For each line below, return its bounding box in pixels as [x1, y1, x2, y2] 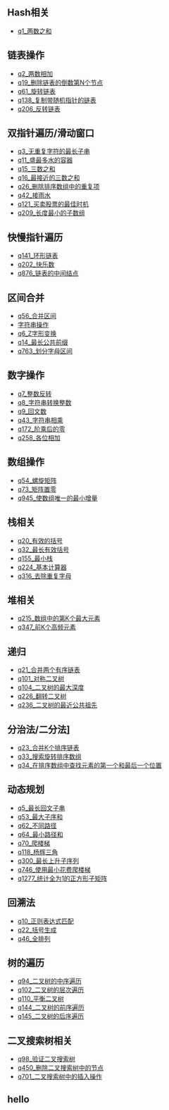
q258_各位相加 [17, 433, 61, 442]
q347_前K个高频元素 [17, 623, 76, 632]
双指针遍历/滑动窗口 [7, 127, 95, 139]
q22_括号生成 [17, 925, 57, 934]
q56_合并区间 [17, 312, 57, 320]
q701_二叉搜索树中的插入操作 [17, 1073, 102, 1081]
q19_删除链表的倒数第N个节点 [17, 78, 104, 87]
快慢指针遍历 [7, 231, 63, 243]
